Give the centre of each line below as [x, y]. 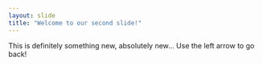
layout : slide [32, 15]
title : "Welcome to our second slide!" [75, 23]
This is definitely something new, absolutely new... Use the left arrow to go [131, 45]
